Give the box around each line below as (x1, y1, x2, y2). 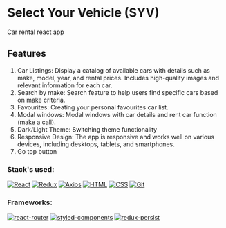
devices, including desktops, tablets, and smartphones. (17, 140, 175, 148)
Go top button (17, 147, 57, 155)
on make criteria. (17, 96, 66, 104)
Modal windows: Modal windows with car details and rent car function (17, 110, 218, 119)
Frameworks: (7, 198, 53, 207)
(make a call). (17, 118, 57, 126)
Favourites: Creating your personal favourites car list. (17, 103, 169, 112)
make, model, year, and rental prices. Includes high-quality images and (17, 73, 220, 82)
